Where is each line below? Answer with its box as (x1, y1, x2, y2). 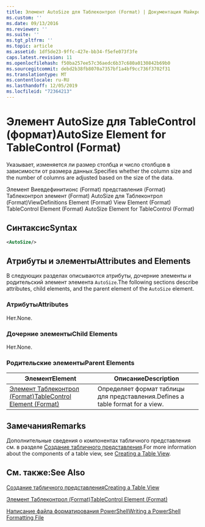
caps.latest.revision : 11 (6, 54, 72, 60)
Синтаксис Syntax (6, 223, 77, 233)
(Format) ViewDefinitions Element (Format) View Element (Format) (6, 198, 171, 206)
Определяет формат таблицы (97, 385, 185, 393)
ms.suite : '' (6, 32, 40, 38)
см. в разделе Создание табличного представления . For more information (6, 443, 196, 451)
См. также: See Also (6, 468, 85, 478)
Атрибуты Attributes (6, 300, 69, 309)
